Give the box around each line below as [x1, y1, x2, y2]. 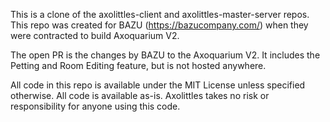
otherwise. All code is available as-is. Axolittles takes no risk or [10, 90, 270, 101]
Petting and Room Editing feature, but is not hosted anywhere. [10, 60, 267, 71]
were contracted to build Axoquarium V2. [10, 30, 180, 41]
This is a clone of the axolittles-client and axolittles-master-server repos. [10, 9, 310, 20]
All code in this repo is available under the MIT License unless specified [10, 79, 306, 91]
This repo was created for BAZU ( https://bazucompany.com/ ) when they [10, 19, 309, 31]
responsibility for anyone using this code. [10, 100, 181, 112]
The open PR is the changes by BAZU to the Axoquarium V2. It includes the [10, 49, 321, 61]
